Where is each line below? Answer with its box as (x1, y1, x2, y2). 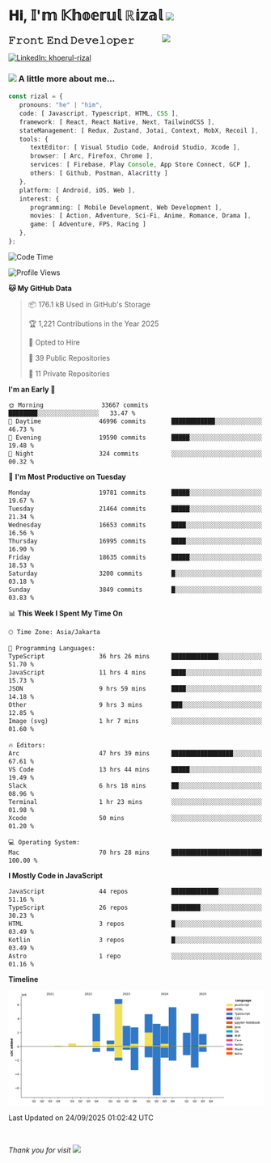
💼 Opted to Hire (28, 337, 81, 347)
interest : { (19, 195, 60, 203)
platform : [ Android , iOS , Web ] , (19, 186, 136, 194)
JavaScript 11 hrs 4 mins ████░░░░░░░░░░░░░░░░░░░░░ (8, 668, 263, 676)
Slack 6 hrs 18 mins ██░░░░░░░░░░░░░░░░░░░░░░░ (8, 781, 263, 789)
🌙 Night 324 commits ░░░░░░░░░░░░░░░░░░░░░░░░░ (8, 450, 263, 458)
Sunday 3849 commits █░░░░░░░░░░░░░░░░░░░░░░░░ (8, 586, 263, 594)
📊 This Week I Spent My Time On (8, 608, 123, 618)
